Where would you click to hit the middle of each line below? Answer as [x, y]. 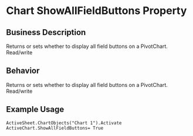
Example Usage [35, 109]
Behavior [23, 71]
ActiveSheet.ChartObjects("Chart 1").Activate [64, 123]
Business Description [46, 32]
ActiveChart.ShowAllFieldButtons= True [55, 128]
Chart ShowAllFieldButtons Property [97, 11]
